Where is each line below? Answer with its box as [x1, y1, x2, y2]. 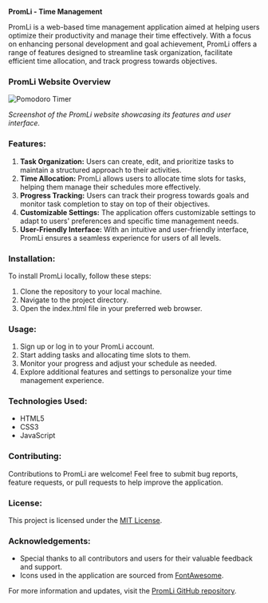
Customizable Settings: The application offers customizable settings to [19, 207, 256, 217]
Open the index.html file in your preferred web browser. [19, 303, 203, 313]
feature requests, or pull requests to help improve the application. [8, 477, 223, 487]
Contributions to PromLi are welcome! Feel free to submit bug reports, [8, 469, 238, 478]
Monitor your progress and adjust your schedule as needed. [19, 359, 217, 369]
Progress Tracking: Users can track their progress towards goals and [19, 190, 250, 200]
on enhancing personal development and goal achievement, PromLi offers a [8, 39, 258, 49]
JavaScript [19, 431, 56, 441]
